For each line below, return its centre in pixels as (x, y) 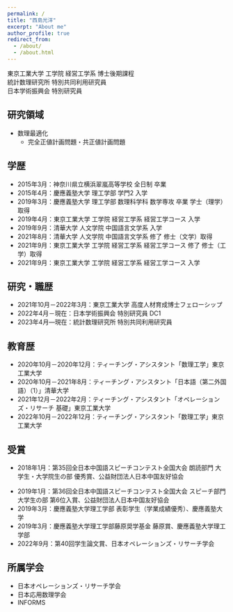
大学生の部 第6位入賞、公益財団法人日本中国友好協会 (93, 500)
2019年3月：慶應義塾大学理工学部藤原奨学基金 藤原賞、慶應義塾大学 (115, 526)
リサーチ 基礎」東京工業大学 (70, 408)
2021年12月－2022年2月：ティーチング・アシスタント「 (97, 399)
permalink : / (26, 14)
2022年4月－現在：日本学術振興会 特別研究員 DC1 (89, 313)
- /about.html (34, 53)
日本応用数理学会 (42, 595)
